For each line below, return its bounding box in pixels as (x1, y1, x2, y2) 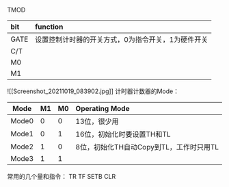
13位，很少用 (75, 116, 119, 126)
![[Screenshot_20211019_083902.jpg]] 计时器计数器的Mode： (7, 87, 180, 95)
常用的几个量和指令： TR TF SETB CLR (7, 173, 116, 180)
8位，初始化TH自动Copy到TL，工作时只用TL (75, 142, 219, 151)
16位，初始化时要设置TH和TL (75, 129, 171, 139)
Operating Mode (75, 104, 130, 113)
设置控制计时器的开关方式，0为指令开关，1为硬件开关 (35, 35, 208, 44)
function (35, 22, 64, 32)
